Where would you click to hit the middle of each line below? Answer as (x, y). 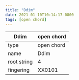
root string (20, 62)
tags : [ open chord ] (26, 19)
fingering (19, 70)
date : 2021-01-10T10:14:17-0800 (39, 15)
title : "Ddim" (20, 10)
